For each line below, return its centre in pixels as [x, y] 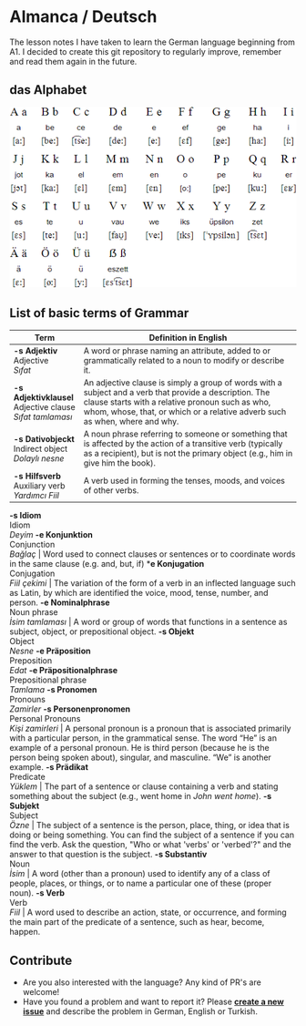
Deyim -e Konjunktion [51, 535]
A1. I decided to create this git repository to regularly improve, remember [146, 51]
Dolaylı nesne [39, 458]
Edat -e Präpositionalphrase [64, 671]
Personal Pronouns [45, 719]
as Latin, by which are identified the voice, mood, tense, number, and [139, 593]
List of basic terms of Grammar [99, 313]
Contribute [41, 960]
